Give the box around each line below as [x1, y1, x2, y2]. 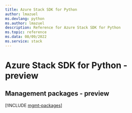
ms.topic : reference [5, 30, 47, 35]
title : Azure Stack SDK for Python [5, 7, 77, 12]
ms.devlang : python [5, 16, 45, 21]
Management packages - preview [5, 90, 110, 98]
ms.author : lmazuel [5, 20, 45, 26]
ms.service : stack [5, 39, 42, 44]
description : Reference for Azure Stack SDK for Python [5, 25, 121, 30]
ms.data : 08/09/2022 [5, 35, 47, 39]
